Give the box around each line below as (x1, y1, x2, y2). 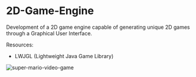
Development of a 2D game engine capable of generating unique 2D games (6, 24, 190, 31)
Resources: (6, 41, 34, 48)
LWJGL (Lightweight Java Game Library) (14, 52, 114, 59)
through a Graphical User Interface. (6, 29, 93, 36)
